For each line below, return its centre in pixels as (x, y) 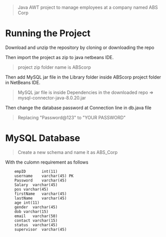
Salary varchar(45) (36, 185)
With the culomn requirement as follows (47, 162)
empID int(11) (36, 171)
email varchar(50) (36, 216)
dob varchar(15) (32, 212)
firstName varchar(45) (41, 194)
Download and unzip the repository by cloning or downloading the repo (80, 47)
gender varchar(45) (36, 207)
